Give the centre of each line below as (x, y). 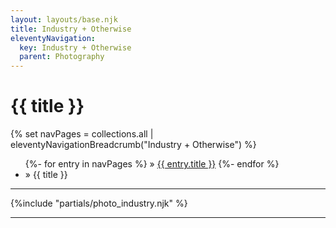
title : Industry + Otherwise (71, 29)
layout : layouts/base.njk (64, 19)
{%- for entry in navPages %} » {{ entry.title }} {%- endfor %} (152, 164)
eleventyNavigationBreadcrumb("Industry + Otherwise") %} (133, 145)
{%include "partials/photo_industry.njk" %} (99, 203)
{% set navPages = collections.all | (82, 134)
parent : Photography (62, 57)
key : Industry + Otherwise (75, 47)
